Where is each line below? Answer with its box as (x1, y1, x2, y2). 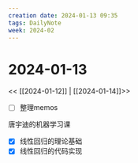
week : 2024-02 (8, 26, 55, 34)
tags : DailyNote (8, 19, 62, 27)
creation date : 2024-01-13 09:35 (8, 11, 118, 20)
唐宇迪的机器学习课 (8, 119, 71, 129)
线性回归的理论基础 (19, 136, 83, 146)
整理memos (19, 103, 58, 112)
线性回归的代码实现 (19, 146, 83, 156)
